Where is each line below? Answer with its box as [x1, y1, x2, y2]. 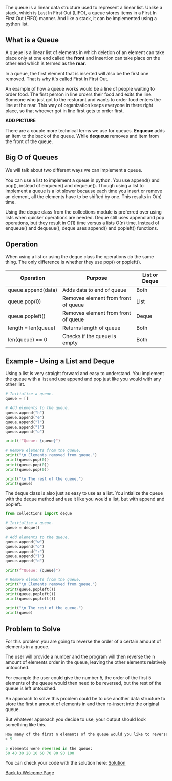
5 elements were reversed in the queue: [5, 745, 93, 751]
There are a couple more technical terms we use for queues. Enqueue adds [5, 127, 165, 133]
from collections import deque [5, 511, 72, 517]
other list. [5, 381, 26, 387]
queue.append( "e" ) [5, 415, 45, 420]
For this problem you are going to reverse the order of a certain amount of [5, 638, 161, 644]
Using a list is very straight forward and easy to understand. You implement [5, 370, 164, 377]
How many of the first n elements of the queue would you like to [5, 732, 150, 737]
